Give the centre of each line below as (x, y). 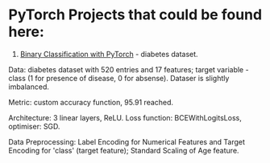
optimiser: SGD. (34, 126)
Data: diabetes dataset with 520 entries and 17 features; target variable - (129, 69)
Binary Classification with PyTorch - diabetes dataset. (109, 54)
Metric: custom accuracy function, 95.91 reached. (91, 102)
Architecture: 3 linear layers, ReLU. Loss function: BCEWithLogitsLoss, (125, 117)
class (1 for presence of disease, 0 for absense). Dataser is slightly (119, 78)
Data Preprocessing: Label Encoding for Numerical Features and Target (127, 141)
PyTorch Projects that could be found (135, 15)
